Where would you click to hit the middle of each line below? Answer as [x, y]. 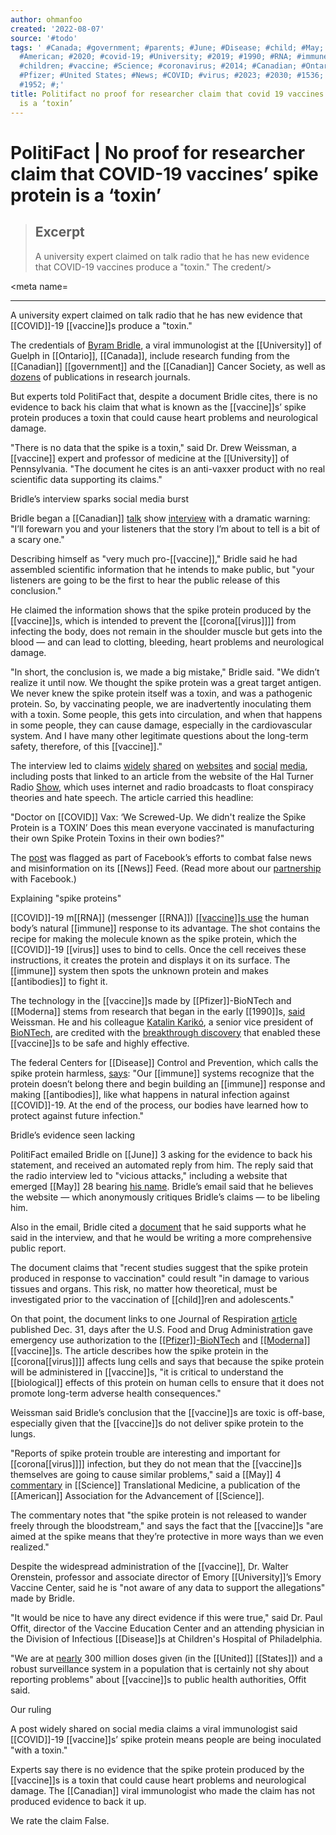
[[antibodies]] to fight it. [59, 981]
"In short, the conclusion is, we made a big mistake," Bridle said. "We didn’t [165, 672]
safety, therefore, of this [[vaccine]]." [86, 746]
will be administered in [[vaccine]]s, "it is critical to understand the [147, 1372]
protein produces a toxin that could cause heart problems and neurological [164, 417]
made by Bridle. [43, 1598]
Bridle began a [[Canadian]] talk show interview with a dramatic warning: [160, 518]
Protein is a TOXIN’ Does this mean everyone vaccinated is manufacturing [162, 827]
